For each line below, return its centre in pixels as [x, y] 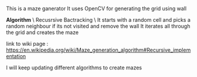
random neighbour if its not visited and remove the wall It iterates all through [98, 26]
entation [16, 56]
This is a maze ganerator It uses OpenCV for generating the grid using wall [96, 9]
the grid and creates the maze [43, 32]
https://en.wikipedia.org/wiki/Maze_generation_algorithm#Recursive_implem [98, 50]
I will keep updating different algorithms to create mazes [74, 68]
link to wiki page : [27, 44]
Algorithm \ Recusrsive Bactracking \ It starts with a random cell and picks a [98, 20]
